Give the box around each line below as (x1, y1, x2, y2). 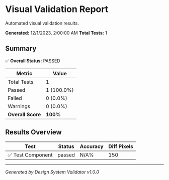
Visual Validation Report (5, 4, 109, 15)
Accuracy (79, 143, 104, 150)
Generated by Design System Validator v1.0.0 (5, 169, 100, 175)
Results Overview (5, 128, 62, 136)
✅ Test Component (8, 151, 53, 158)
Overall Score (8, 111, 41, 118)
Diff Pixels (108, 143, 133, 150)
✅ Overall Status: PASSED (5, 58, 60, 64)
